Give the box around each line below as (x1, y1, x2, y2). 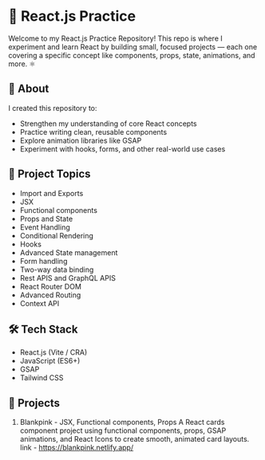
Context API (19, 298, 60, 308)
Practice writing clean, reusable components (19, 127, 168, 136)
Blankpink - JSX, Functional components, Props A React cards (19, 418, 225, 427)
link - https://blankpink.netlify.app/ (19, 442, 134, 453)
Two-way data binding (19, 265, 94, 274)
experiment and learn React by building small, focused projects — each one (8, 41, 258, 51)
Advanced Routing (19, 290, 81, 300)
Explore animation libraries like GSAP (19, 136, 142, 145)
